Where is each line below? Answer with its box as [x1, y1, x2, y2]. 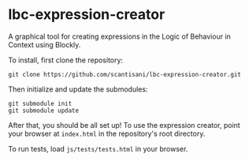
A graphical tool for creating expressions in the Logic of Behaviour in [8, 32, 231, 41]
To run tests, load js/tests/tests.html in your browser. [8, 144, 188, 153]
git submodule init [8, 99, 72, 107]
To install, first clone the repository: [8, 55, 124, 65]
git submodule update [8, 107, 80, 114]
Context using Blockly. [8, 39, 81, 49]
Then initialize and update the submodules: [8, 84, 148, 94]
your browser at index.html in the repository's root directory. [8, 129, 206, 138]
